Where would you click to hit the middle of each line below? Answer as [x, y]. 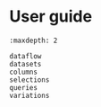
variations [29, 95]
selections [29, 80]
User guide [50, 17]
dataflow [25, 56]
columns [24, 72]
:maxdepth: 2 [34, 40]
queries [24, 87]
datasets [25, 64]
